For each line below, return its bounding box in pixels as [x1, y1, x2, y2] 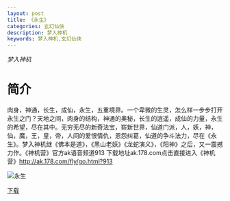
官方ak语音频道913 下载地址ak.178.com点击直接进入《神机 [51, 149, 216, 157]
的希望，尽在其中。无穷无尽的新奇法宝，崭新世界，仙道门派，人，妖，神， [7, 123, 217, 131]
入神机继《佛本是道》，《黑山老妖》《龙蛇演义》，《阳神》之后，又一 [27, 140, 211, 148]
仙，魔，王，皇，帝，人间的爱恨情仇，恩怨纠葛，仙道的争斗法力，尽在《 [7, 132, 211, 140]
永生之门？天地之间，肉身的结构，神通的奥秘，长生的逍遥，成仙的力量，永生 [7, 115, 223, 123]
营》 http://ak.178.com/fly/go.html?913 [7, 157, 113, 165]
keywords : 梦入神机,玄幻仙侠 [7, 36, 82, 43]
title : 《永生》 [7, 16, 49, 23]
